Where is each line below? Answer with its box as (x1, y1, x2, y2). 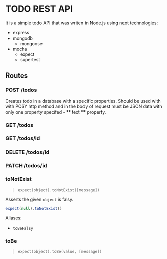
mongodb (12, 35, 33, 41)
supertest (20, 56, 40, 62)
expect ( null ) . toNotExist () (5, 206, 62, 211)
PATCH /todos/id (5, 162, 47, 169)
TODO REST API (5, 3, 73, 15)
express (12, 29, 29, 35)
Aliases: (5, 215, 22, 221)
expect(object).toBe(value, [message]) (17, 249, 102, 254)
